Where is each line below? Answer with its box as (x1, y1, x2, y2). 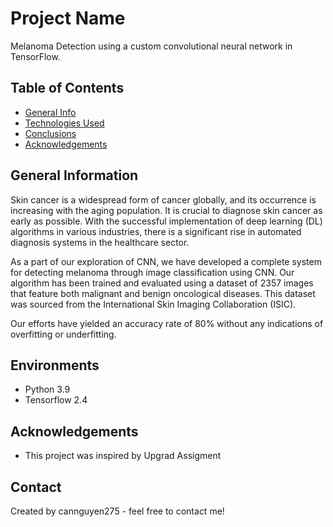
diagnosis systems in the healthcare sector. (10, 236, 190, 248)
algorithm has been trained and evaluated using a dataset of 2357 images (10, 277, 314, 289)
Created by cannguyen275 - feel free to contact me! (10, 505, 225, 517)
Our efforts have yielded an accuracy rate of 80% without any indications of (10, 317, 324, 329)
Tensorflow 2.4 (24, 394, 88, 406)
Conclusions (24, 127, 77, 139)
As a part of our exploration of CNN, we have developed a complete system (10, 255, 322, 267)
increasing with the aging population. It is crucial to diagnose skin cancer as (10, 204, 323, 216)
